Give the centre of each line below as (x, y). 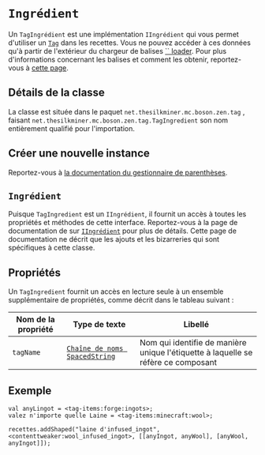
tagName (26, 353)
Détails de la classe (56, 93)
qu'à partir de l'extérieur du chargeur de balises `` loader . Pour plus (118, 51)
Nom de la (35, 320)
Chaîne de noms (95, 349)
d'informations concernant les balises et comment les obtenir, (108, 59)
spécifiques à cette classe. (52, 248)
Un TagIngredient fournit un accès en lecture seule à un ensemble (116, 291)
